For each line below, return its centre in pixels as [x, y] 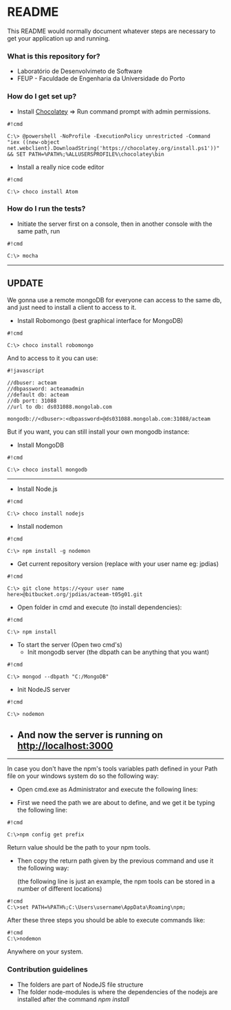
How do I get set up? [42, 96]
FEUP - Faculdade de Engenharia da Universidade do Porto [101, 78]
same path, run [38, 231]
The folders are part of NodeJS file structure [80, 985]
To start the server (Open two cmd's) [69, 644]
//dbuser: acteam [32, 383]
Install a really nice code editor [60, 167]
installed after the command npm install [73, 999]
